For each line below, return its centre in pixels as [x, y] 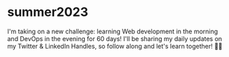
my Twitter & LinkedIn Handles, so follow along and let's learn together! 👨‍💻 [115, 46]
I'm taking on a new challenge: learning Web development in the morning [113, 31]
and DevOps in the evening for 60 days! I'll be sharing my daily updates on [115, 38]
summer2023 [48, 12]
